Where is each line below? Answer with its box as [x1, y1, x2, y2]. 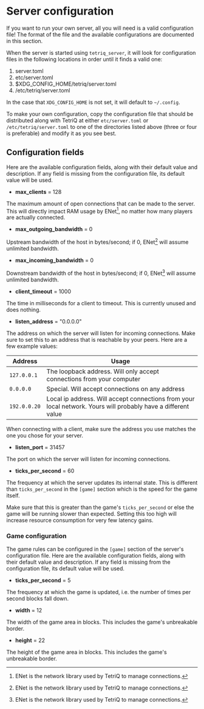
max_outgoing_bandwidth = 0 [15, 226, 93, 233]
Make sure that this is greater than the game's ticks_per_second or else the [6, 503, 194, 511]
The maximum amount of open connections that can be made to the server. [6, 199, 195, 207]
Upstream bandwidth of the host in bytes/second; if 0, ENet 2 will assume [6, 237, 189, 246]
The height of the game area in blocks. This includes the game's [6, 649, 167, 656]
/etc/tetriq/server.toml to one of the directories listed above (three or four [6, 123, 197, 130]
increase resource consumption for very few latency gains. [6, 516, 154, 524]
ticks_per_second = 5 [15, 576, 71, 584]
